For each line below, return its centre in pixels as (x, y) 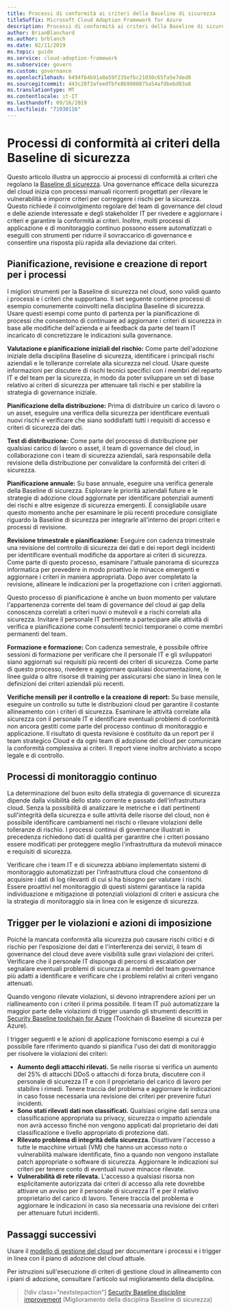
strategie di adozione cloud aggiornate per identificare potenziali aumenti (111, 498)
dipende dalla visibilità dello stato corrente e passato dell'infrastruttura (107, 801)
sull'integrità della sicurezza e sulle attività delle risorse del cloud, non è (108, 815)
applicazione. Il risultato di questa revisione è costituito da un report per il (111, 733)
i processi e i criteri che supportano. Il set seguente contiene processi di (109, 299)
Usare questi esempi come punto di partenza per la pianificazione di (103, 313)
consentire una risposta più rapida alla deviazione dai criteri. (92, 242)
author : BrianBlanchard (41, 33)
